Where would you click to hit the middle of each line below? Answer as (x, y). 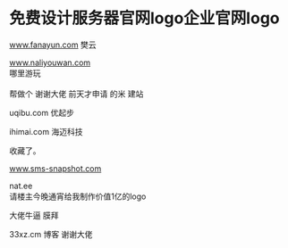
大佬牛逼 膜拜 (34, 215)
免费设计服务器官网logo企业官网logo (144, 18)
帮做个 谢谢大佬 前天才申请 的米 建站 (76, 94)
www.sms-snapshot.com (55, 168)
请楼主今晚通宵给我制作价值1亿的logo (78, 196)
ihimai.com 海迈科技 (46, 131)
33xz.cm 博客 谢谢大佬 (51, 234)
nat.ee (21, 186)
